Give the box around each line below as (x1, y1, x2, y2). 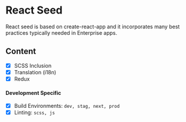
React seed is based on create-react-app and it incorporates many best (5, 23, 180, 30)
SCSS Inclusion (14, 62, 52, 69)
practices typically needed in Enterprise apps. (5, 29, 118, 36)
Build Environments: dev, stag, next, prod (14, 103, 120, 110)
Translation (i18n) (14, 68, 57, 75)
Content (5, 47, 37, 57)
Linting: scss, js (14, 109, 56, 116)
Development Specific (5, 89, 61, 96)
